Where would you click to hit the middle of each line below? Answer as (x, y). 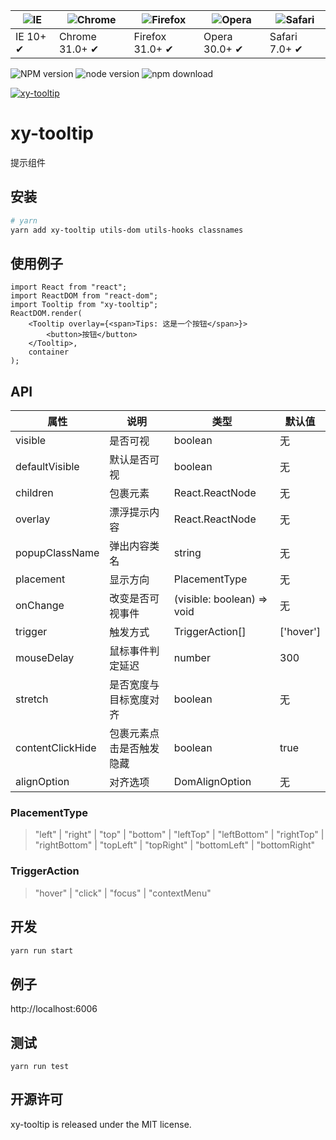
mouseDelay (45, 658)
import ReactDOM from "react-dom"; (84, 296)
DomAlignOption (212, 782)
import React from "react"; (69, 287)
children (34, 493)
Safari (283, 36)
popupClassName (57, 553)
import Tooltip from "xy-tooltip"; (84, 305)
